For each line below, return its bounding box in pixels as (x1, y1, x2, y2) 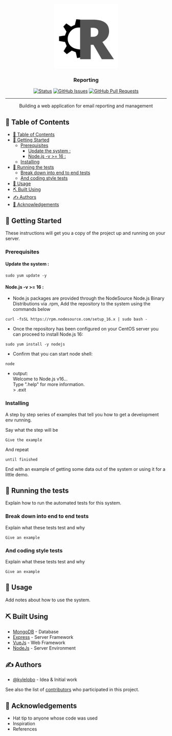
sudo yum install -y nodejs (5, 342, 66, 347)
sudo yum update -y (5, 273, 47, 279)
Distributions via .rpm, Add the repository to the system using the (12, 301, 151, 307)
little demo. (5, 471, 29, 477)
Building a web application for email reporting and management (19, 103, 153, 109)
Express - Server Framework (12, 634, 74, 640)
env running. (5, 417, 32, 423)
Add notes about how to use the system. (5, 597, 91, 603)
